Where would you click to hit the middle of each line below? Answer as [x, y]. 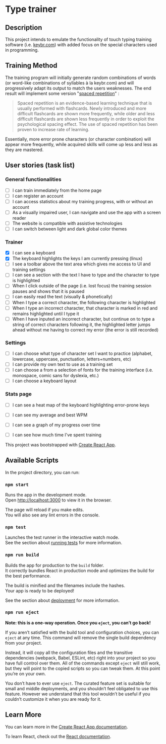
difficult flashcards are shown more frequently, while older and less [86, 113]
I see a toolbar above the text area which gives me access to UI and [82, 264]
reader [19, 218]
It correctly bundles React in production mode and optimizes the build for [80, 571]
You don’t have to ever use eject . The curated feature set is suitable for [78, 683]
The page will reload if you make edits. [45, 509]
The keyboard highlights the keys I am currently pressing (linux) [77, 258]
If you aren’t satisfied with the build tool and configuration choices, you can [82, 632]
